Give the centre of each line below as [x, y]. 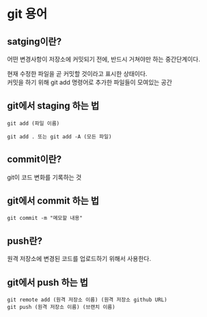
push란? [25, 241]
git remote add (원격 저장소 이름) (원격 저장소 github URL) [87, 300]
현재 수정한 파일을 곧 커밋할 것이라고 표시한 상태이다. [77, 74]
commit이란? [34, 159]
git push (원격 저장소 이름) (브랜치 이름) [61, 307]
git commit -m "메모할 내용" [45, 218]
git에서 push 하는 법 [48, 282]
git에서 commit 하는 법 [53, 201]
